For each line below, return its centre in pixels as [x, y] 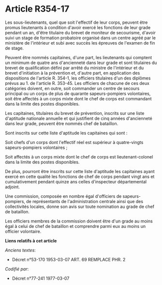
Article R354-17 [37, 9]
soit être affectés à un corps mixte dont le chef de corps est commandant [78, 98]
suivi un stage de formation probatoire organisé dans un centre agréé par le [81, 38]
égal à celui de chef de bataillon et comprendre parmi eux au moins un [75, 226]
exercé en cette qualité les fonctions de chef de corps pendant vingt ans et [80, 176]
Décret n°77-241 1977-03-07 [41, 278]
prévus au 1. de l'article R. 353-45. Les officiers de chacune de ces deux [77, 83]
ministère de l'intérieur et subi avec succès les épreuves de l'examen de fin [80, 43]
